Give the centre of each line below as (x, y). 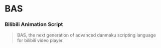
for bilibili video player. (40, 40)
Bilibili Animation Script (34, 24)
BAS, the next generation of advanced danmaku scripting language (86, 35)
